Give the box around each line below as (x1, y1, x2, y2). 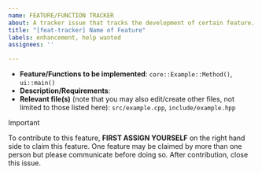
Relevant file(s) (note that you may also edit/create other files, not (19, 94, 234, 104)
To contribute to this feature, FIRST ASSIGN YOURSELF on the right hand (8, 133, 245, 143)
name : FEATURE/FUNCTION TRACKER (8, 11, 114, 20)
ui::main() (19, 80, 56, 87)
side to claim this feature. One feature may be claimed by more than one (8, 142, 242, 151)
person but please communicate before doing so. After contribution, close (8, 150, 249, 160)
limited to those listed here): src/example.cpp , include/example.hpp (19, 103, 236, 113)
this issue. (8, 158, 42, 168)
